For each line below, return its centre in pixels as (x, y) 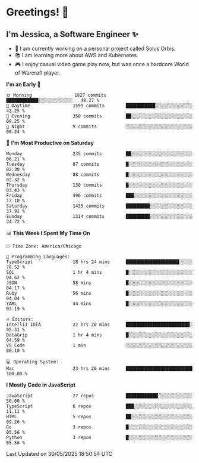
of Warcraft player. (37, 73)
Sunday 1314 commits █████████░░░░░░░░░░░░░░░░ (99, 217)
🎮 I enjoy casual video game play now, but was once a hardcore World (102, 64)
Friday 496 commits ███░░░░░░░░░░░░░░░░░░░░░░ (99, 196)
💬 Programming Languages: (38, 257)
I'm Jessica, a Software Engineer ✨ (72, 34)
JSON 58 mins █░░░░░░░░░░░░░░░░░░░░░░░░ (99, 283)
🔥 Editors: (20, 319)
